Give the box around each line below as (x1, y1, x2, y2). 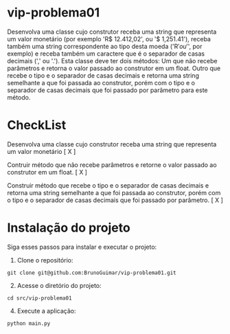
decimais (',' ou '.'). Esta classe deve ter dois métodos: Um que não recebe (7, 56, 218, 65)
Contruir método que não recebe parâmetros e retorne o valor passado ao (7, 160, 218, 169)
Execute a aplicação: (16, 307, 76, 315)
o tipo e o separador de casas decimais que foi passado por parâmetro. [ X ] (7, 196, 223, 204)
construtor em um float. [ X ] (7, 168, 88, 176)
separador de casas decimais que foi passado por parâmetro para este (7, 86, 208, 94)
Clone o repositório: (16, 256, 73, 264)
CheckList (7, 118, 67, 133)
